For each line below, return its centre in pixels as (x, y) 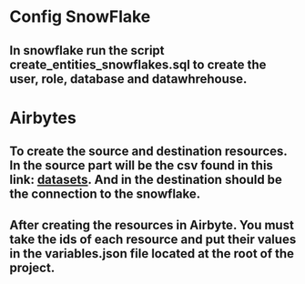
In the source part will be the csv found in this (141, 166)
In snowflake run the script (87, 51)
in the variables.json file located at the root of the (152, 254)
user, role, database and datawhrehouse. (128, 79)
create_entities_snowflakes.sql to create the (138, 64)
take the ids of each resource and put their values (153, 239)
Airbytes (43, 118)
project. (32, 267)
